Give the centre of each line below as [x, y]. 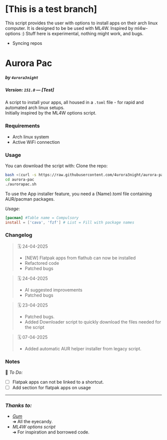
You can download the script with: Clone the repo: [56, 166]
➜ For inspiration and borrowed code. [51, 432]
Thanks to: [19, 406]
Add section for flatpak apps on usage [51, 388]
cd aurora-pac [20, 179]
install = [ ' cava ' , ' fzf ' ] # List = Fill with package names [70, 222]
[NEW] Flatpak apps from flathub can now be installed [80, 258]
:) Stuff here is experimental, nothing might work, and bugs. [83, 33]
